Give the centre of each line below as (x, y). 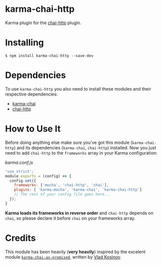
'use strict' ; (20, 171)
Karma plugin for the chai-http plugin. (43, 23)
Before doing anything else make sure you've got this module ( (69, 142)
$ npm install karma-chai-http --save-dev (49, 56)
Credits (20, 238)
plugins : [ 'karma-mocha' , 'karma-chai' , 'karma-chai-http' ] (78, 190)
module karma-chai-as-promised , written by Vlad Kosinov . (63, 257)
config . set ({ (23, 181)
